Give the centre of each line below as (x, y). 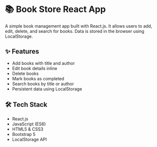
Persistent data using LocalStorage (47, 89)
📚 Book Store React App (55, 9)
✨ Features (22, 51)
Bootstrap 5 (24, 134)
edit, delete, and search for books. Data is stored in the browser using (75, 31)
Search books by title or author (43, 84)
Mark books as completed (38, 78)
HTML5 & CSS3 (28, 129)
